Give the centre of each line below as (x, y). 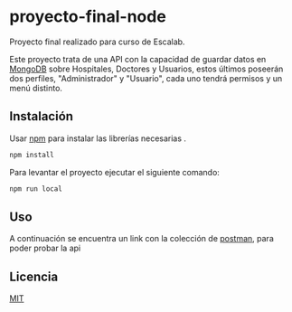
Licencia (34, 276)
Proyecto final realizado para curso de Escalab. (97, 42)
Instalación (42, 116)
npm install (32, 155)
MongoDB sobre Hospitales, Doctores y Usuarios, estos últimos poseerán (146, 69)
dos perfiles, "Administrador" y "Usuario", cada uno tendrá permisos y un (146, 78)
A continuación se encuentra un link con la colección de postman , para (141, 239)
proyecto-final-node (88, 17)
